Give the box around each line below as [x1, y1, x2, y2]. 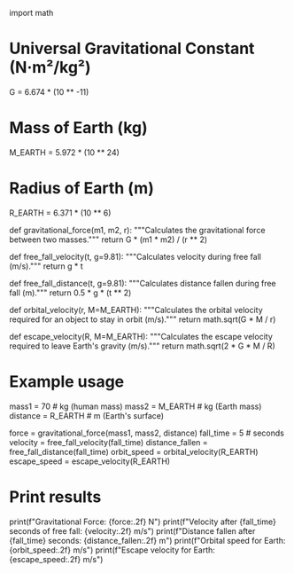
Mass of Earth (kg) [9, 118, 148, 138]
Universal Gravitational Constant [9, 39, 255, 59]
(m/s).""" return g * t [9, 261, 84, 271]
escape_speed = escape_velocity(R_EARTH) [9, 456, 171, 467]
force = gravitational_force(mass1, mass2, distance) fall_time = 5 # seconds [9, 428, 285, 438]
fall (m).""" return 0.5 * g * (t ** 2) [9, 287, 132, 298]
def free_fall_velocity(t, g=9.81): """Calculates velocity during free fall [9, 251, 261, 262]
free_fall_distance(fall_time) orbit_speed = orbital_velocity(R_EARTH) [9, 446, 259, 457]
